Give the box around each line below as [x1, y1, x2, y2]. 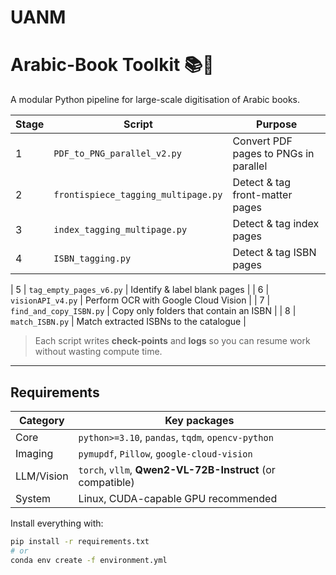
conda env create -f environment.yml [10, 555, 168, 565]
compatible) [78, 475, 135, 489]
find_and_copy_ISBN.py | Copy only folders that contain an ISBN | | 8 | [10, 305, 297, 317]
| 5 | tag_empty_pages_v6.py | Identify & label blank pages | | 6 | [10, 284, 270, 296]
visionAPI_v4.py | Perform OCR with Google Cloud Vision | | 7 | [10, 294, 271, 306]
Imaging [15, 446, 54, 460]
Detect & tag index [232, 217, 320, 231]
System [15, 491, 52, 505]
